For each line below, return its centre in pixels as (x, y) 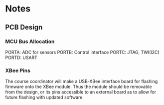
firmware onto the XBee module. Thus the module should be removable (79, 87)
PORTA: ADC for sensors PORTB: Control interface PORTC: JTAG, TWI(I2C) (82, 52)
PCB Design (24, 27)
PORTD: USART (21, 57)
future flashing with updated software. (44, 97)
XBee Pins (18, 70)
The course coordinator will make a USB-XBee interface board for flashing (82, 81)
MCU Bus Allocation (30, 41)
